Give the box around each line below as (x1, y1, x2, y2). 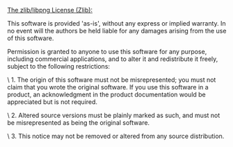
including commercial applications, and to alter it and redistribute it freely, (7, 55, 218, 63)
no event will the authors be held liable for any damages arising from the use (7, 27, 227, 35)
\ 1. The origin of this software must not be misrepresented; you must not (7, 76, 216, 84)
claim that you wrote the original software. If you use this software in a (7, 83, 209, 91)
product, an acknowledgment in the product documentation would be (7, 90, 207, 98)
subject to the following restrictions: (7, 62, 110, 70)
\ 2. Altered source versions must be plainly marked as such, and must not (7, 111, 220, 119)
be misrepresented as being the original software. (7, 119, 150, 127)
